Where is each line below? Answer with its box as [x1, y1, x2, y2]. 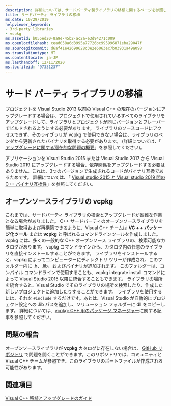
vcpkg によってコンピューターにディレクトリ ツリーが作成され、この [14, 256, 158, 262]
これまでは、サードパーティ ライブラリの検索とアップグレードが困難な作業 [5, 212, 163, 218]
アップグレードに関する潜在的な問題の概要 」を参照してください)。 [5, 144, 145, 151]
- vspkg [5, 31, 22, 36]
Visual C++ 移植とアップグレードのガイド [5, 395, 93, 401]
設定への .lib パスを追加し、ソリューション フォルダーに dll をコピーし [18, 301, 165, 307]
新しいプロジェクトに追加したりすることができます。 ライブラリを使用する [5, 288, 162, 295]
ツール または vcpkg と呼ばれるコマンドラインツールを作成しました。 [14, 231, 161, 237]
